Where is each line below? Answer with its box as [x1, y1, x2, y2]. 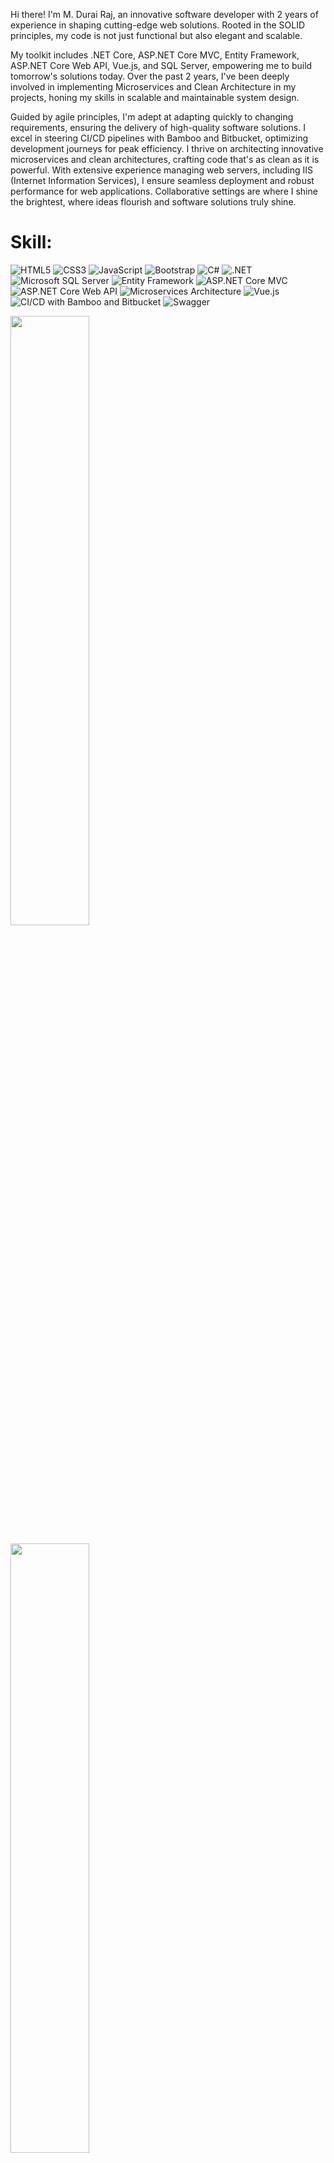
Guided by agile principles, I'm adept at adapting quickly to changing [10, 111, 294, 123]
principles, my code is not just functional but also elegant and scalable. [10, 30, 303, 41]
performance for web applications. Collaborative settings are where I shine [10, 185, 318, 197]
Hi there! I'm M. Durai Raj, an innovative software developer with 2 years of [10, 9, 319, 20]
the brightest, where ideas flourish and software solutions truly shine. [10, 196, 297, 208]
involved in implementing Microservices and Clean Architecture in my [10, 81, 297, 93]
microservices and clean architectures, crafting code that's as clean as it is [10, 154, 320, 165]
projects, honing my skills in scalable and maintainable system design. [10, 92, 300, 103]
